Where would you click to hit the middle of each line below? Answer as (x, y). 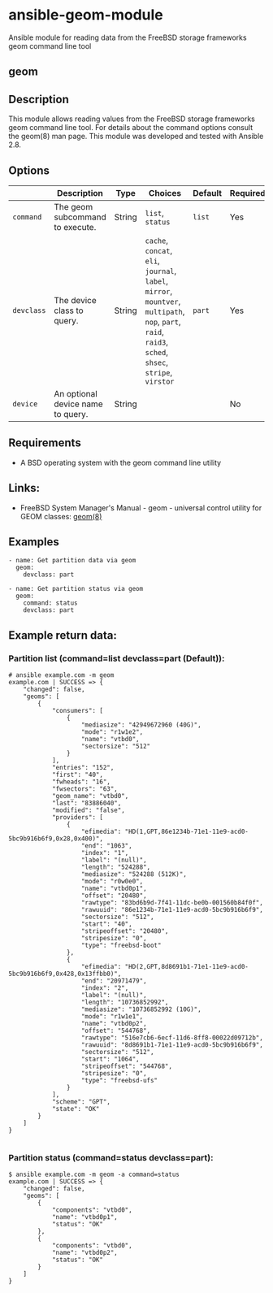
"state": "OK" (76, 1109)
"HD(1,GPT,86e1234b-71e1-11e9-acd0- (187, 832)
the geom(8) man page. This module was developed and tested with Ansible (136, 137)
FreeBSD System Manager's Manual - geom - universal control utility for (141, 508)
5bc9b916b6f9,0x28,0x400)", (56, 839)
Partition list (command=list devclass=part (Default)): (117, 658)
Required (247, 193)
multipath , (165, 311)
